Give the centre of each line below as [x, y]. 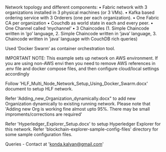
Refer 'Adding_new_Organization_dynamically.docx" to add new [71, 98]
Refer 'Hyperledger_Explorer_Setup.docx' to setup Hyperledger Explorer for [83, 124]
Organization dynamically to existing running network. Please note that [78, 104]
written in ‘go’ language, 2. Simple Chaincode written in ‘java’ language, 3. [81, 34]
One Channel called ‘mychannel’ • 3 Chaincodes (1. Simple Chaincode [77, 28]
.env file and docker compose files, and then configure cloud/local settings [82, 69]
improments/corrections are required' [44, 114]
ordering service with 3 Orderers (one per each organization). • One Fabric [82, 18]
